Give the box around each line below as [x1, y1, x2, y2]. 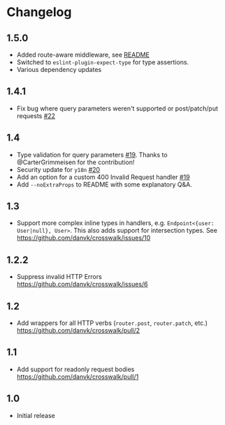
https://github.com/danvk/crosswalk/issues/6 [16, 280, 148, 289]
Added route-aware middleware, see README [16, 50, 150, 59]
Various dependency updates [16, 66, 102, 73]
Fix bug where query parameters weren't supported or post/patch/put [16, 104, 218, 113]
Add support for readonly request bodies [16, 365, 135, 373]
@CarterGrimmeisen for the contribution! [16, 158, 135, 166]
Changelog [6, 4, 72, 20]
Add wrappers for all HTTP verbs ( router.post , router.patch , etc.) [16, 319, 208, 327]
